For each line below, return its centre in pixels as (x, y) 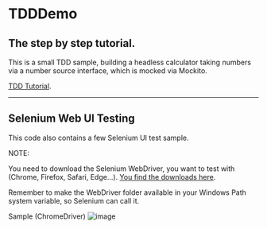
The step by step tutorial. (72, 43)
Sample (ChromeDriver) (47, 216)
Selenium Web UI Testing (72, 119)
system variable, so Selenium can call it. (74, 200)
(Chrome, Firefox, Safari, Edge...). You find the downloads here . (112, 177)
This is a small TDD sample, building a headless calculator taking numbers (130, 62)
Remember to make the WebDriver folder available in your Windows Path (127, 192)
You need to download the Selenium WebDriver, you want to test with (122, 169)
